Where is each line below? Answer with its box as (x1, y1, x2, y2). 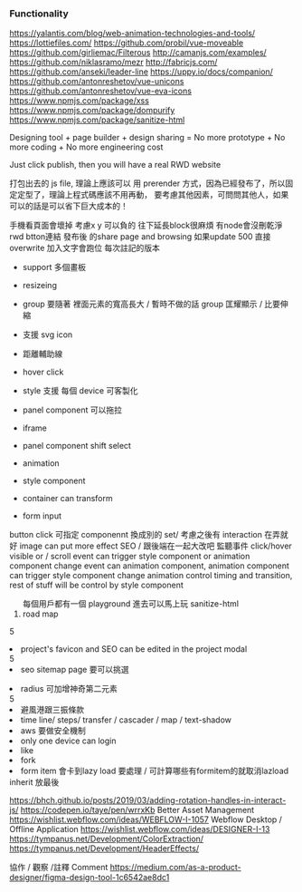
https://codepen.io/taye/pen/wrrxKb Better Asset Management (20, 805, 255, 816)
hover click (22, 366, 64, 378)
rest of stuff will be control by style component (9, 579, 184, 591)
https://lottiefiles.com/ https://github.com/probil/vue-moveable (9, 37, 244, 48)
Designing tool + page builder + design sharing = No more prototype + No (9, 132, 286, 143)
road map (22, 608, 59, 619)
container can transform (22, 493, 113, 504)
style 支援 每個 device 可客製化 (22, 385, 138, 396)
